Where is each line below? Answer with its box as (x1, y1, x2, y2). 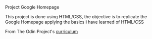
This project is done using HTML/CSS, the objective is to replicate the (5, 14, 147, 19)
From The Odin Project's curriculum (5, 29, 78, 34)
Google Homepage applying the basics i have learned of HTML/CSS (5, 19, 144, 25)
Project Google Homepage (5, 4, 59, 10)
